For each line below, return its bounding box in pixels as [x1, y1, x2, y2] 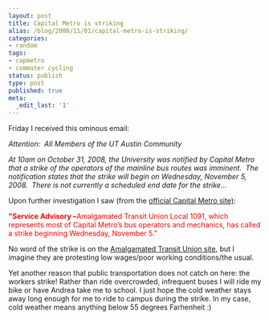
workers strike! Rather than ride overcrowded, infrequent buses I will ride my [8, 277, 262, 286]
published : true [8, 86, 63, 95]
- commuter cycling [8, 64, 74, 72]
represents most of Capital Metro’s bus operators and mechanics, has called [8, 220, 261, 230]
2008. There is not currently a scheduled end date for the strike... [8, 180, 227, 190]
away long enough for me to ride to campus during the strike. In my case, [8, 294, 251, 304]
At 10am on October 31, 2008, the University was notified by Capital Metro [8, 154, 255, 165]
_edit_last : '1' [15, 101, 70, 109]
